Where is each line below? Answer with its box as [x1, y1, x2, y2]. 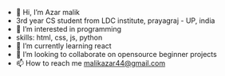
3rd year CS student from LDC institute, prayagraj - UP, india [15, 16, 215, 25]
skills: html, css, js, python [15, 32, 103, 42]
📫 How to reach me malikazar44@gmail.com [15, 59, 166, 67]
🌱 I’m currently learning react [15, 41, 112, 51]
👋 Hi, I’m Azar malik [15, 8, 81, 17]
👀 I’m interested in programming [15, 25, 122, 33]
